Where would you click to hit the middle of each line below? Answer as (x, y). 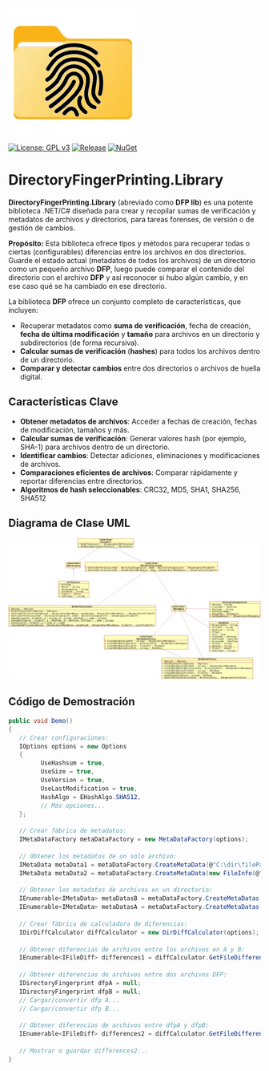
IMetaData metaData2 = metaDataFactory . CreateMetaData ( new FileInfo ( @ (139, 873)
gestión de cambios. (42, 228)
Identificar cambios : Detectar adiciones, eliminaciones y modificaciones (140, 455)
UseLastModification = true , (89, 789)
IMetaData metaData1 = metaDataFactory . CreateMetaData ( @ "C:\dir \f (132, 865)
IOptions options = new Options (73, 746)
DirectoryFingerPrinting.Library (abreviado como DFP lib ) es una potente (131, 202)
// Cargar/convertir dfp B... (69, 1008)
